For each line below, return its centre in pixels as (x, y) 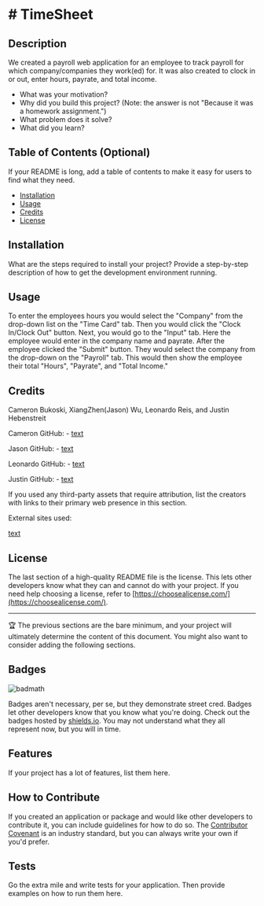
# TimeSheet (51, 15)
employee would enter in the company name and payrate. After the (117, 341)
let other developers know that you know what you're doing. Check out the (129, 712)
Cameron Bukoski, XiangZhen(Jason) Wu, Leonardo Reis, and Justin (119, 410)
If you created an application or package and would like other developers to (130, 816)
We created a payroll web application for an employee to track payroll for (126, 62)
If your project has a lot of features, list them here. (89, 772)
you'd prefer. (29, 841)
